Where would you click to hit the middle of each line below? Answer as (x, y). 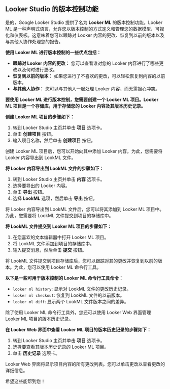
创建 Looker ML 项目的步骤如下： (40, 117)
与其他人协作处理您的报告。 (34, 41)
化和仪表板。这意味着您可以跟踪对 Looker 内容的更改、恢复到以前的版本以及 (85, 35)
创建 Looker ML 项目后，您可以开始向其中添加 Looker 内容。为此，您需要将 (84, 151)
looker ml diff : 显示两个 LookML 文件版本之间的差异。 (71, 301)
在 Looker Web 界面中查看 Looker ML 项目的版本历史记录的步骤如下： (78, 329)
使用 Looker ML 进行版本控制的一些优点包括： (53, 52)
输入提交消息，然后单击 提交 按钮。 (49, 250)
